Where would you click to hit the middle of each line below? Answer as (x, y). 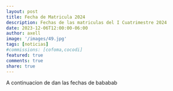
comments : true (25, 60)
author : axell (24, 33)
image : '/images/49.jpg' (36, 39)
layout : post (22, 11)
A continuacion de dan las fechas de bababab (62, 83)
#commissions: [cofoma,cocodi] (44, 50)
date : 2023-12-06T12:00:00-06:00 (47, 28)
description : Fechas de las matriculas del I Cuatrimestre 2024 (86, 22)
